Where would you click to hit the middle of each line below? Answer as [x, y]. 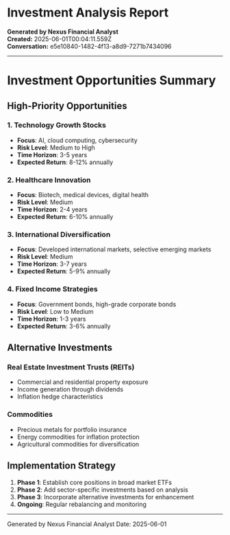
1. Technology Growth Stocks [57, 125]
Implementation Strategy [62, 466]
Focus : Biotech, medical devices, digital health [83, 195]
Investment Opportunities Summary [112, 81]
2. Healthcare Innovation [49, 180]
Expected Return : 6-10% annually [65, 217]
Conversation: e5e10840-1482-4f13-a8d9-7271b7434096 [90, 46]
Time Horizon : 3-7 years [52, 264]
